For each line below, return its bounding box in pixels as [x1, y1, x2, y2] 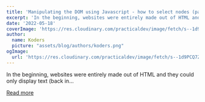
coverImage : [6, 25, 37, 32]
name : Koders [12, 37, 45, 43]
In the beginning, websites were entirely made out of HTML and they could [6, 70, 194, 78]
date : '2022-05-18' [6, 20, 56, 26]
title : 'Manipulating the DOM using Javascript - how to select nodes [6, 8, 190, 15]
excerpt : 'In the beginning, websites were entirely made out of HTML [6, 15, 190, 21]
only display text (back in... [6, 77, 74, 84]
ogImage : [6, 49, 29, 55]
